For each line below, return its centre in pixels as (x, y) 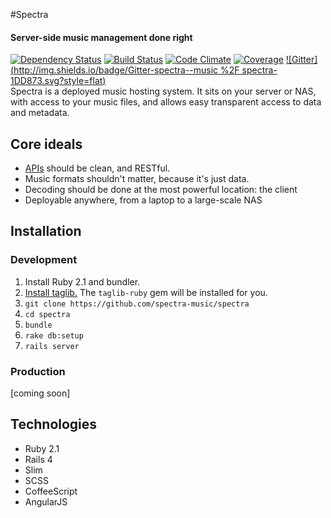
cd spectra (47, 314)
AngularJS (46, 501)
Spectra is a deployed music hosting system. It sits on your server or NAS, (163, 91)
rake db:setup (54, 335)
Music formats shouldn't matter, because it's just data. (137, 179)
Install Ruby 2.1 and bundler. (82, 281)
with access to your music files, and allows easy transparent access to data (166, 102)
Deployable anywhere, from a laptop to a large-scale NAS (143, 200)
